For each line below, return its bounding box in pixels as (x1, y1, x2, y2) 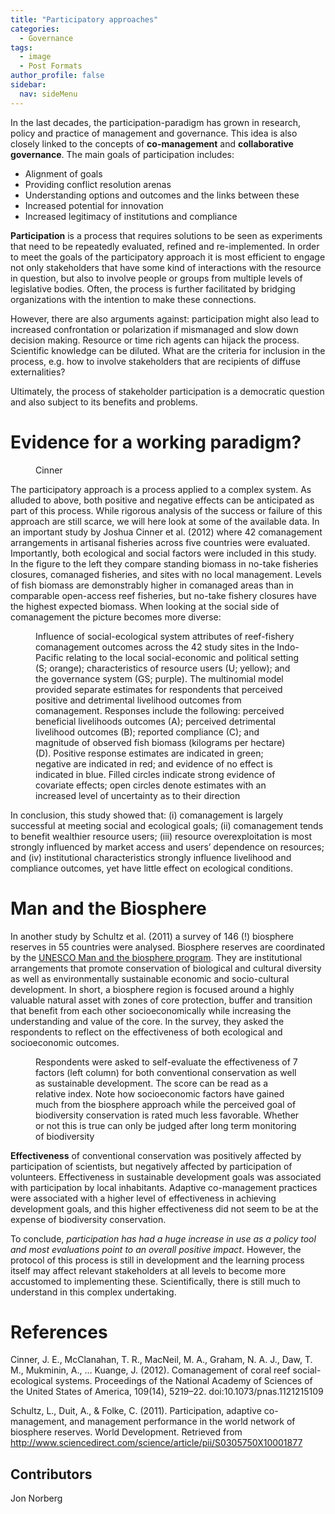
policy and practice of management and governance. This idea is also (10, 127, 298, 139)
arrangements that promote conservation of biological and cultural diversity (10, 962, 322, 974)
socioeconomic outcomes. (10, 1036, 120, 1048)
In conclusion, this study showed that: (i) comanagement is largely (10, 809, 284, 821)
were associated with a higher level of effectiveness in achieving (10, 1192, 277, 1204)
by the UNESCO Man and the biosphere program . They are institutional (10, 951, 303, 963)
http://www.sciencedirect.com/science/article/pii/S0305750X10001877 (10, 1437, 303, 1449)
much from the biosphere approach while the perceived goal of (35, 1098, 297, 1110)
